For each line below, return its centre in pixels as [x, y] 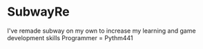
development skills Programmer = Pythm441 [70, 37]
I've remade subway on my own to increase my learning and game [101, 31]
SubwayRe [39, 12]
